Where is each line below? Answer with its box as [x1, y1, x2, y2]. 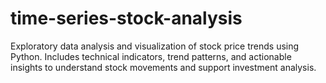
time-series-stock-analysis [10, 7, 243, 30]
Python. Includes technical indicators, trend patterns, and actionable [10, 50, 292, 62]
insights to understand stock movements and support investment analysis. [10, 61, 317, 73]
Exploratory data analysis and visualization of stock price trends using [10, 40, 300, 52]
